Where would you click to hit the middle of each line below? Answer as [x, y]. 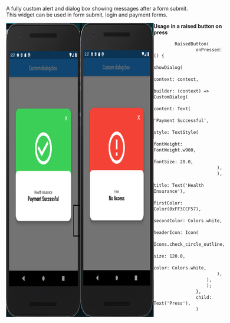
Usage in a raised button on [188, 26]
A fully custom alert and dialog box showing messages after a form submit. [97, 9]
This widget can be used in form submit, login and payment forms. [87, 15]
